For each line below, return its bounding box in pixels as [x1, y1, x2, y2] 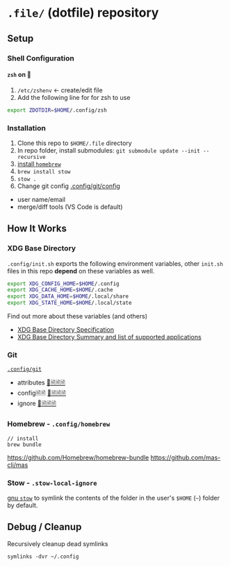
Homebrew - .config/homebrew [7, 419, 110, 429]
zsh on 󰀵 [7, 71, 31, 79]
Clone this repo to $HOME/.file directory [17, 139, 132, 147]
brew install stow [17, 168, 71, 175]
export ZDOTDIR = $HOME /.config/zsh [7, 106, 108, 114]
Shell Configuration [7, 53, 74, 63]
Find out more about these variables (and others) [7, 312, 148, 321]
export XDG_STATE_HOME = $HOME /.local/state [7, 300, 132, 307]
